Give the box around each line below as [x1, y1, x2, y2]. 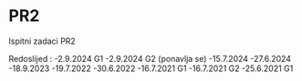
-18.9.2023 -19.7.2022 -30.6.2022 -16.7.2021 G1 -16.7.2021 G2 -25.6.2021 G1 [8, 63, 294, 74]
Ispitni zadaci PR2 [8, 35, 77, 46]
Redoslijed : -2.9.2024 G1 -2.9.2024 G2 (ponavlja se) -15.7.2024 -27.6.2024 [8, 53, 292, 64]
